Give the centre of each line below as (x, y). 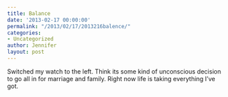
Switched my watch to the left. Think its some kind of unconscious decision (114, 71)
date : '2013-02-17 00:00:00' (49, 20)
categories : (24, 33)
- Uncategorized (30, 39)
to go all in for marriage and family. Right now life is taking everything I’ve (111, 78)
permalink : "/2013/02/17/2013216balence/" (69, 26)
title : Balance (29, 13)
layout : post (26, 52)
